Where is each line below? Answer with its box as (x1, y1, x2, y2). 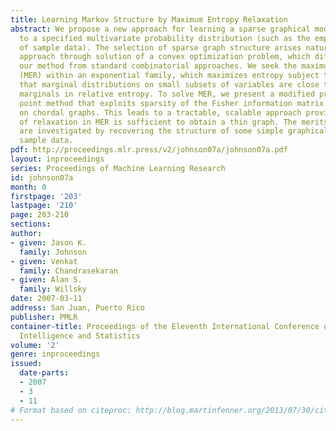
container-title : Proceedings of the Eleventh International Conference (10, 321, 320, 331)
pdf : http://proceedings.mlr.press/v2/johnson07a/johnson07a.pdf (10, 145, 288, 155)
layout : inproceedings (10, 154, 105, 164)
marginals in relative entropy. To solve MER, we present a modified (19, 89, 315, 99)
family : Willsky (19, 284, 87, 295)
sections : (10, 219, 52, 230)
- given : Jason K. (10, 237, 87, 248)
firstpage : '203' (10, 191, 83, 201)
